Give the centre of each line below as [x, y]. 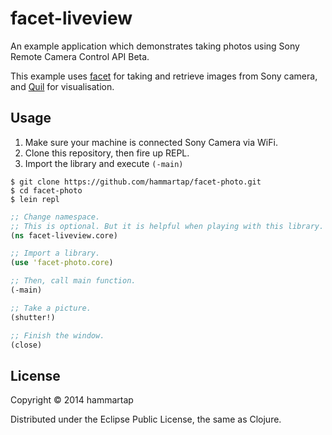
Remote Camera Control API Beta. [80, 56]
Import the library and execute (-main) [104, 163]
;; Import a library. [55, 253]
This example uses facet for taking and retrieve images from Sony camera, [164, 76]
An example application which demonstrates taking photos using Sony [155, 46]
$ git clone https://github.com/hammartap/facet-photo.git [136, 182]
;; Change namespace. [55, 217]
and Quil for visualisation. [62, 86]
